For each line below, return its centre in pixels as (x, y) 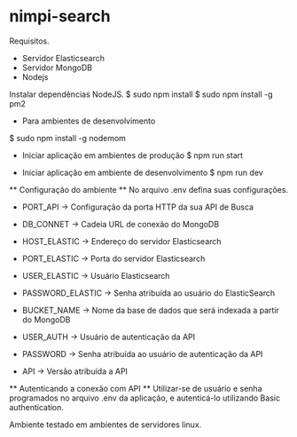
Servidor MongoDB (57, 68)
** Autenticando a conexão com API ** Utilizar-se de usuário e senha (136, 388)
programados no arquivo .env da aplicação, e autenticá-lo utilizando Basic (145, 398)
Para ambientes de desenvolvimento (89, 121)
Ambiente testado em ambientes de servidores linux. (106, 425)
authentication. (37, 407)
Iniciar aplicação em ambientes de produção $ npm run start (133, 155)
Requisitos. (30, 41)
